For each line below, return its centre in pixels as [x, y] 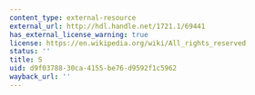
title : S [26, 60]
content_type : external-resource [73, 18]
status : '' [30, 52]
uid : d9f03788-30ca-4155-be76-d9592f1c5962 [93, 69]
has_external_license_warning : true [79, 34]
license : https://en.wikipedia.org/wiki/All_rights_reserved [128, 43]
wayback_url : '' [40, 77]
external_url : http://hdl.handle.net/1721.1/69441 [107, 26]
